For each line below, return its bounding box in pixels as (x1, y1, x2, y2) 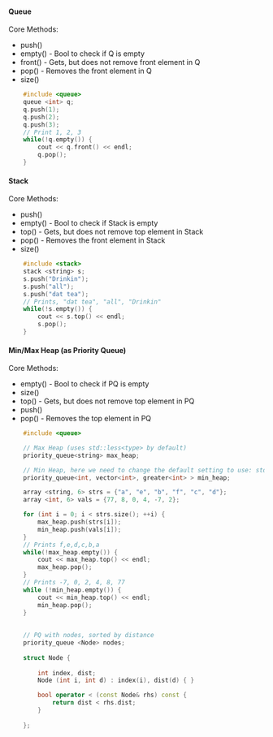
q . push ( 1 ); (23, 106, 60, 114)
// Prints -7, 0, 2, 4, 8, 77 (23, 579, 126, 587)
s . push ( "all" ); (23, 282, 75, 291)
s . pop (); (37, 321, 67, 329)
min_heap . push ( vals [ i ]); (37, 525, 122, 533)
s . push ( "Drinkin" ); (23, 274, 89, 283)
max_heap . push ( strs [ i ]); (37, 518, 122, 527)
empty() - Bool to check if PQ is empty (19, 379, 149, 389)
